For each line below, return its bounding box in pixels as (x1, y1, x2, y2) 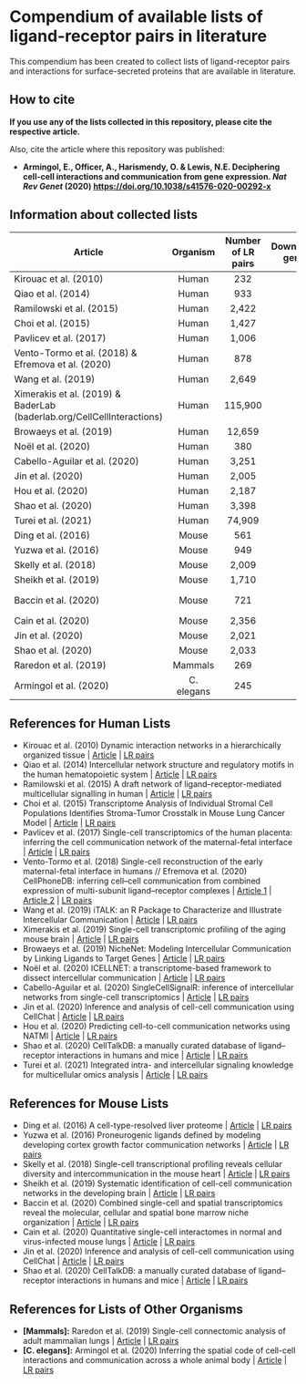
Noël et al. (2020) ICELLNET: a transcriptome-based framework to (22, 963, 271, 974)
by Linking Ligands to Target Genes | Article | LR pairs (22, 953, 225, 964)
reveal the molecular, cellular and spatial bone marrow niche (22, 1207, 249, 1218)
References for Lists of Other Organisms (9, 1301, 243, 1317)
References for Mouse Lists (9, 1096, 169, 1111)
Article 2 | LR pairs (22, 895, 93, 906)
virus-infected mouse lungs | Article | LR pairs (22, 1236, 196, 1247)
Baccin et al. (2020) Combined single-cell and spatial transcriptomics (22, 1197, 283, 1209)
